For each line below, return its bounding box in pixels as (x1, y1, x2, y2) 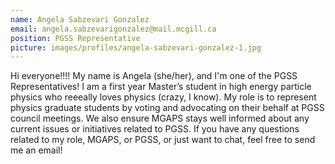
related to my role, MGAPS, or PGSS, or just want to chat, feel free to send (10, 134, 316, 146)
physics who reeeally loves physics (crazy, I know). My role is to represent (10, 91, 317, 103)
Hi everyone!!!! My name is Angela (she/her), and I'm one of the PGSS (10, 70, 298, 82)
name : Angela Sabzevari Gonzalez (10, 14, 150, 25)
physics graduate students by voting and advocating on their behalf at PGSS (10, 102, 325, 114)
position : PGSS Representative (10, 33, 141, 43)
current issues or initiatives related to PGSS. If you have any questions (10, 123, 300, 135)
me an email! (10, 144, 63, 156)
